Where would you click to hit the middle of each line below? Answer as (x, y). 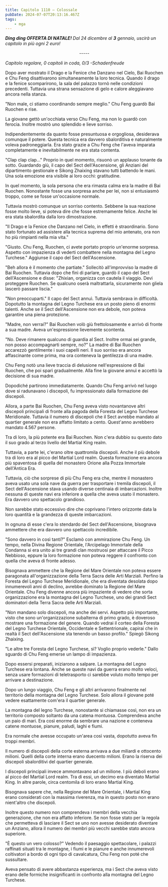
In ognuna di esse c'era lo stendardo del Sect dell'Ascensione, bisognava (81, 524)
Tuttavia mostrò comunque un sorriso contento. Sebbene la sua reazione (80, 206)
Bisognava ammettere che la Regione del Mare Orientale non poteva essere (83, 571)
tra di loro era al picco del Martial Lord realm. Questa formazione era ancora (83, 458)
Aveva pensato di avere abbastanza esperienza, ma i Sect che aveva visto (81, 869)
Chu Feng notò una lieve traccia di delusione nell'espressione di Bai (75, 365)
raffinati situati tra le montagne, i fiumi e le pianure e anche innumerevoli (80, 849)
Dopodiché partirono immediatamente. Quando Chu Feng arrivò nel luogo (81, 386)
